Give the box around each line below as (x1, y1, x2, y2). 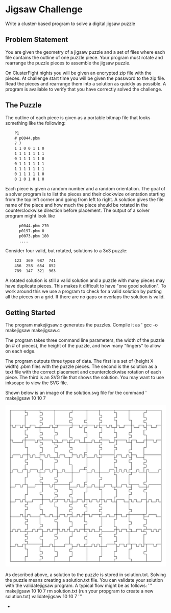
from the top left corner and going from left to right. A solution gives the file (5, 196, 164, 203)
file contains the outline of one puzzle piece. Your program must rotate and (5, 54, 163, 60)
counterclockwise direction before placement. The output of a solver (5, 207, 150, 213)
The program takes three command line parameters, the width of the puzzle (5, 337, 165, 343)
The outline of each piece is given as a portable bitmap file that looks (5, 114, 151, 121)
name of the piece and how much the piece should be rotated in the (5, 202, 148, 208)
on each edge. (5, 348, 36, 354)
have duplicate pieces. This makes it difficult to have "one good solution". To (5, 282, 166, 289)
